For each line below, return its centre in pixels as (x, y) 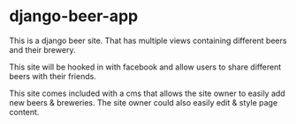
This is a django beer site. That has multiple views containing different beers (148, 40)
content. (24, 112)
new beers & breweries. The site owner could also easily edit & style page (144, 102)
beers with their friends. (53, 76)
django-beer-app (74, 16)
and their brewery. (42, 49)
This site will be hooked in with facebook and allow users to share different (145, 67)
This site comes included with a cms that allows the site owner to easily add (147, 93)
